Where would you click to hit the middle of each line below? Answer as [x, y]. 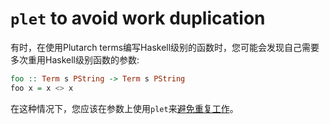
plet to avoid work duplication [138, 18]
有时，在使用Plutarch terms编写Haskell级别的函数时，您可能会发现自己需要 [165, 47]
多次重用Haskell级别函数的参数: [75, 59]
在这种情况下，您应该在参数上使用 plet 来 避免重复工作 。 [124, 108]
